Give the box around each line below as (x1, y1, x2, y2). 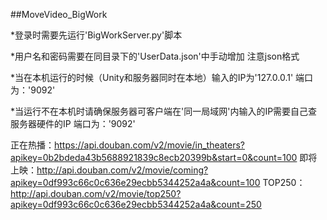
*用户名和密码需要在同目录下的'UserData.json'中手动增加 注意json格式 (10, 50, 300, 62)
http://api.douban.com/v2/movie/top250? (10, 188, 182, 199)
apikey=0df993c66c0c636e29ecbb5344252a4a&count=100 (10, 177, 261, 188)
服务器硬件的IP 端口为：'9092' (10, 118, 136, 129)
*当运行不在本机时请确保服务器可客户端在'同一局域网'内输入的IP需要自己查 (10, 105, 318, 117)
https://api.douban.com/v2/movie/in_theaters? (54, 139, 245, 151)
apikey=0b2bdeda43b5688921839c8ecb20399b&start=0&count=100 (10, 152, 298, 163)
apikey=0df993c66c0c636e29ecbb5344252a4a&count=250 (10, 199, 262, 210)
